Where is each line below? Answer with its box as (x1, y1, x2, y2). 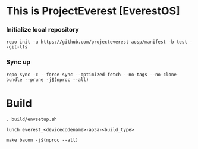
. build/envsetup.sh (6, 116, 58, 122)
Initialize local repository (6, 26, 79, 34)
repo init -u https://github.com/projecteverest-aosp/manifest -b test (6, 39, 187, 45)
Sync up (6, 58, 31, 66)
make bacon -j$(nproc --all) (6, 137, 78, 143)
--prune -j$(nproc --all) (24, 76, 89, 83)
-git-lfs (6, 44, 28, 50)
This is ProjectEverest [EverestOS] (6, 4, 180, 18)
